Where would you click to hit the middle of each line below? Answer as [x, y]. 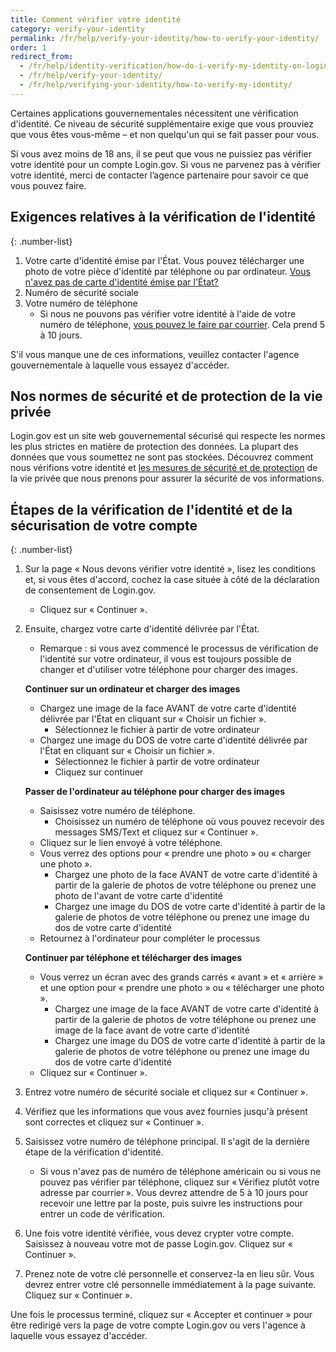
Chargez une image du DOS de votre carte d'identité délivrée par [173, 740]
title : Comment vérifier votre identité [96, 19]
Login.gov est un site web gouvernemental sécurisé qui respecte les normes [168, 436]
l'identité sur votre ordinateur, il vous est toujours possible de [165, 659]
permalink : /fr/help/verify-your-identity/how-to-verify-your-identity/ [165, 38]
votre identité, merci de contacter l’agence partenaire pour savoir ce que [159, 175]
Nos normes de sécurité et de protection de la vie [166, 396]
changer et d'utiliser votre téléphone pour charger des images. [169, 670]
